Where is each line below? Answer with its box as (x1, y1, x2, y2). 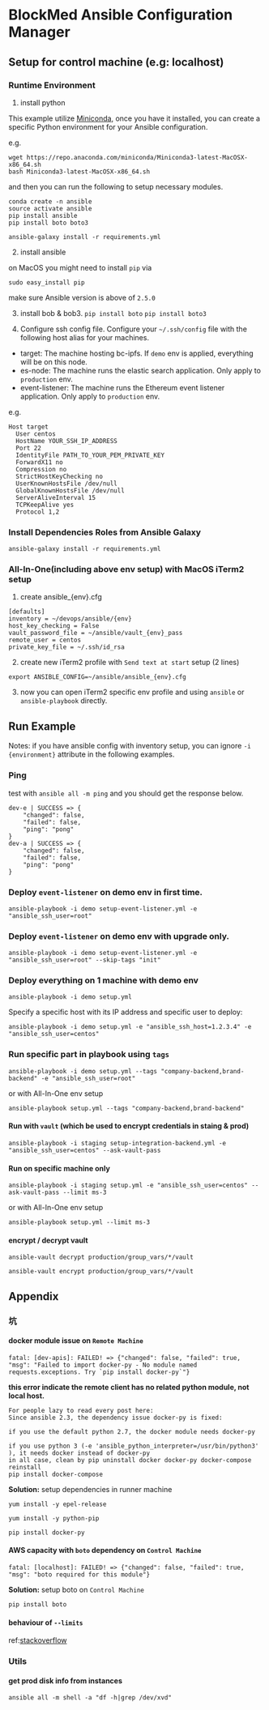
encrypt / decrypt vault (8, 1235, 88, 1245)
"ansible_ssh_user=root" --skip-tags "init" (8, 956, 161, 965)
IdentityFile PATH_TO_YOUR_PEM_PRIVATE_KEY (15, 451, 164, 459)
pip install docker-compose (8, 1470, 104, 1478)
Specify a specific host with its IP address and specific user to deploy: (8, 1007, 243, 1017)
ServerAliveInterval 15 (15, 493, 96, 501)
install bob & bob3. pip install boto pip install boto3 (19, 308, 207, 318)
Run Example (8, 719, 76, 733)
